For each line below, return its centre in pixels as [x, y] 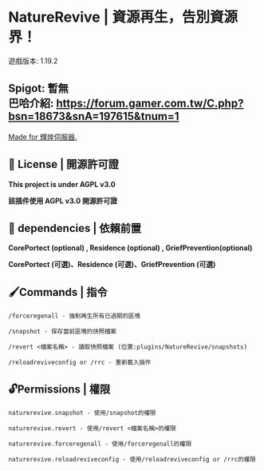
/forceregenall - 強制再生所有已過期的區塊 [75, 316]
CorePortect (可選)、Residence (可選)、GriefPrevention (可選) [112, 265]
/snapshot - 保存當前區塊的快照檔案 [63, 332]
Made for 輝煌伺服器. [43, 137]
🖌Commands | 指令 [58, 292]
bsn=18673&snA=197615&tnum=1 [94, 116]
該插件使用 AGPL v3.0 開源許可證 [63, 201]
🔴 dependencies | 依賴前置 [75, 228]
